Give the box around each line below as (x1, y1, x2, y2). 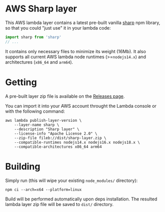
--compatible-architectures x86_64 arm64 (14, 144, 102, 149)
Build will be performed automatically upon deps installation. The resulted (5, 196, 157, 202)
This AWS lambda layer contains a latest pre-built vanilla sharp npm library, (5, 20, 160, 26)
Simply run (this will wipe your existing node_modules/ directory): (5, 177, 138, 183)
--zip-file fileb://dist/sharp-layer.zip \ (14, 135, 107, 140)
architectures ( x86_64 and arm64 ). (5, 59, 74, 65)
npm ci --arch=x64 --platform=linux (5, 187, 82, 192)
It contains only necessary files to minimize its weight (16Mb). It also (5, 48, 146, 54)
